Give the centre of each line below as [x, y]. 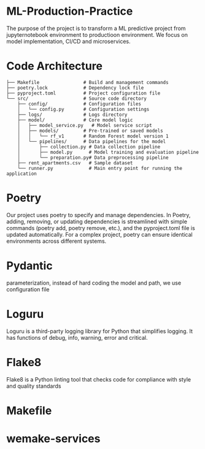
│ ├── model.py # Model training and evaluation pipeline [108, 152]
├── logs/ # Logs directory [72, 115]
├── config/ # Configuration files [79, 104]
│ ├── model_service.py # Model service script [85, 125]
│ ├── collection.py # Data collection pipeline [89, 147]
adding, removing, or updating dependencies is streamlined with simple [97, 221]
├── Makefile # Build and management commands [87, 82]
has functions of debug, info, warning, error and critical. [77, 337]
